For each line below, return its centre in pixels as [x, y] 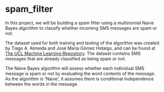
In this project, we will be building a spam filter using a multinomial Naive [80, 23]
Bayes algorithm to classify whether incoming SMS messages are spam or [81, 28]
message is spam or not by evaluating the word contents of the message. [80, 73]
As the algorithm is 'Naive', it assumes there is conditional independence [80, 79]
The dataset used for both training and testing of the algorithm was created [82, 43]
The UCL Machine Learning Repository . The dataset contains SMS [73, 53]
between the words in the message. [42, 84]
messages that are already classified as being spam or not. [66, 58]
